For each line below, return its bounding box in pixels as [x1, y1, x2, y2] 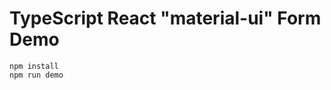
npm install [9, 61, 59, 71]
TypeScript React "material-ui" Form [9, 7, 322, 30]
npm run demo [9, 70, 64, 80]
